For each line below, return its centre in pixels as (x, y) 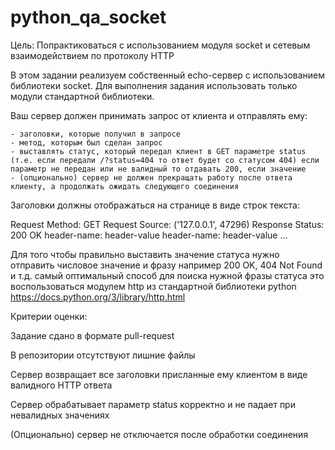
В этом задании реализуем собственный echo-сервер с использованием (168, 75)
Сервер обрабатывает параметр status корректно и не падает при (153, 404)
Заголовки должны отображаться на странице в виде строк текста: (155, 205)
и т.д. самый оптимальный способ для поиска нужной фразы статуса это (167, 275)
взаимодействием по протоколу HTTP (92, 55)
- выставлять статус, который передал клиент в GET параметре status (158, 151)
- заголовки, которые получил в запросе (96, 134)
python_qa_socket (88, 17)
